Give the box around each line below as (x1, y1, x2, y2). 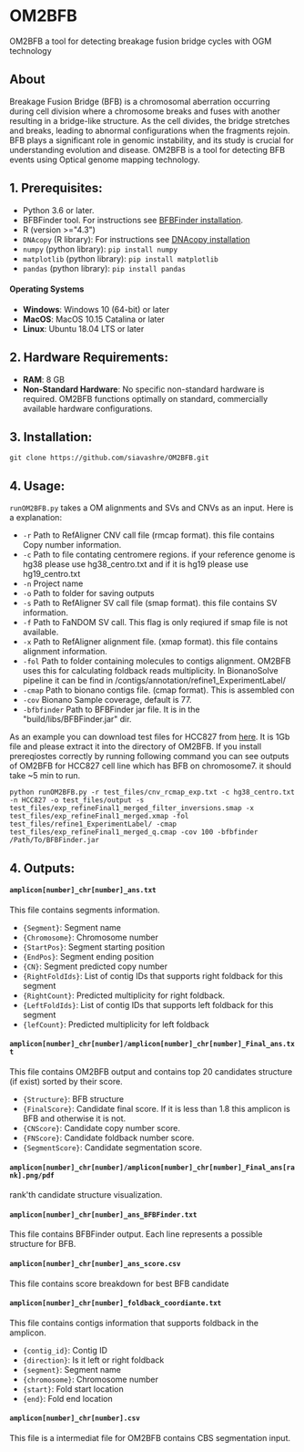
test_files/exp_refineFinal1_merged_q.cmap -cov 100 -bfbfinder (9, 828, 258, 837)
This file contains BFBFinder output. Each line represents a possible (9, 1229, 263, 1240)
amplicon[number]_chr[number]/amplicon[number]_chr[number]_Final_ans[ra (9, 1163, 296, 1172)
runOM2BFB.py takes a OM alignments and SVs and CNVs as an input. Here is (9, 502, 294, 513)
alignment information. (22, 646, 107, 657)
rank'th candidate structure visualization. (9, 1189, 163, 1200)
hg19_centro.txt (22, 569, 81, 580)
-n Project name (22, 578, 84, 589)
